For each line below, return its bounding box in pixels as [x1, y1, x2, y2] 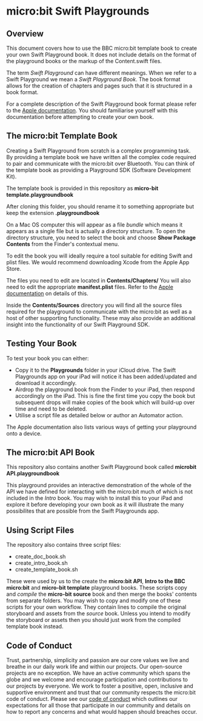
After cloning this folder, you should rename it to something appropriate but [6, 202, 195, 210]
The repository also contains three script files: [6, 541, 121, 548]
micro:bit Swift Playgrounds [6, 4, 150, 18]
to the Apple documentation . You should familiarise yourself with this [6, 107, 178, 114]
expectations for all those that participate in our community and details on [6, 702, 191, 709]
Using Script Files [6, 525, 75, 535]
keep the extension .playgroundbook [6, 209, 100, 216]
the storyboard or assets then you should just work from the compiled [6, 617, 181, 624]
